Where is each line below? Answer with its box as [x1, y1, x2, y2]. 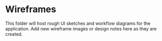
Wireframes [5, 4, 57, 15]
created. [5, 31, 23, 37]
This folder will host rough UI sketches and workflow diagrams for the [5, 20, 151, 26]
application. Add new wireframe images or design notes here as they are [5, 25, 157, 31]
